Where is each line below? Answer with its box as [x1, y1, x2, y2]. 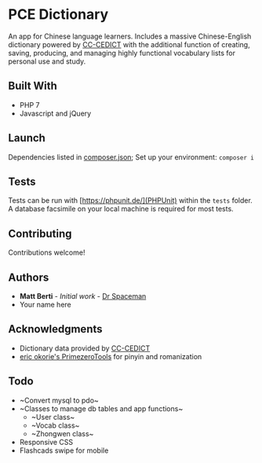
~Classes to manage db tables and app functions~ [19, 403, 184, 413]
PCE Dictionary [8, 6, 109, 24]
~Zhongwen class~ [31, 428, 94, 438]
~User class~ [31, 412, 75, 421]
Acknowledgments [8, 322, 104, 336]
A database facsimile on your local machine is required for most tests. [8, 204, 234, 214]
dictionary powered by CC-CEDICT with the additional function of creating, [8, 39, 250, 49]
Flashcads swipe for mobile [19, 446, 109, 455]
